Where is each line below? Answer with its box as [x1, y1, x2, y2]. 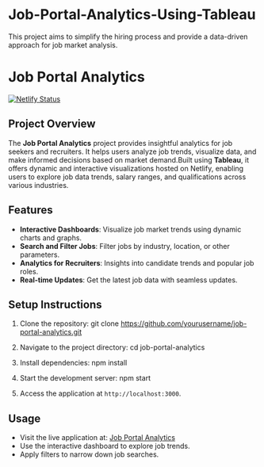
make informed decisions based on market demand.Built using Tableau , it [8, 155, 250, 164]
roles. [19, 266, 39, 276]
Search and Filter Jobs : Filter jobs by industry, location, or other [19, 241, 230, 251]
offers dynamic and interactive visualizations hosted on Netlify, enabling [8, 163, 244, 173]
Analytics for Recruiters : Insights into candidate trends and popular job [19, 258, 254, 267]
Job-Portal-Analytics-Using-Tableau [8, 6, 256, 24]
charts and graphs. [19, 232, 82, 243]
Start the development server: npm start [19, 373, 151, 383]
